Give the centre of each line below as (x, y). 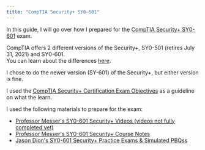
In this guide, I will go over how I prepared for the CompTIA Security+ (94, 29)
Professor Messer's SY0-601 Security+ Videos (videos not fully (95, 121)
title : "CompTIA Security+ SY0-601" (53, 12)
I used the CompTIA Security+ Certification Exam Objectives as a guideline (100, 91)
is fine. (15, 79)
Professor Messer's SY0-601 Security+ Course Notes (83, 134)
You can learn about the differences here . (59, 60)
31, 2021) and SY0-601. (36, 54)
